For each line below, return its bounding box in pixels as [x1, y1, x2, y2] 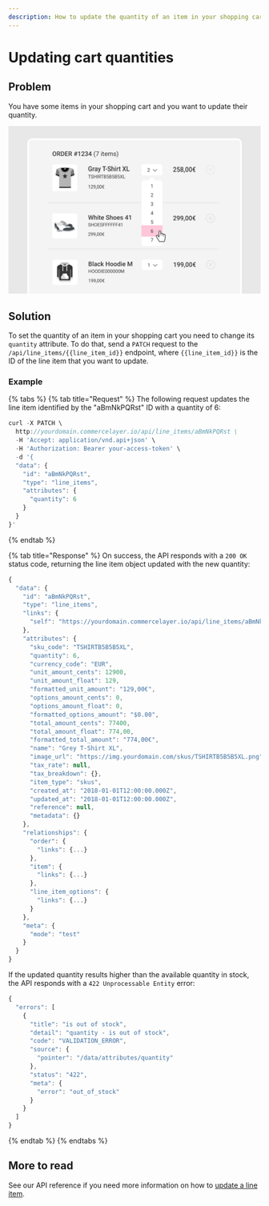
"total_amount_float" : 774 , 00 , [29, 727, 134, 735]
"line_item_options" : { [29, 888, 110, 896]
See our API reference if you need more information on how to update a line [8, 1180, 258, 1190]
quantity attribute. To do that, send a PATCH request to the [8, 339, 199, 349]
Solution [8, 309, 51, 323]
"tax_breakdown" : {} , [29, 769, 102, 778]
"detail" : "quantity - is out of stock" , [29, 1028, 171, 1036]
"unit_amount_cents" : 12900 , [29, 668, 127, 676]
